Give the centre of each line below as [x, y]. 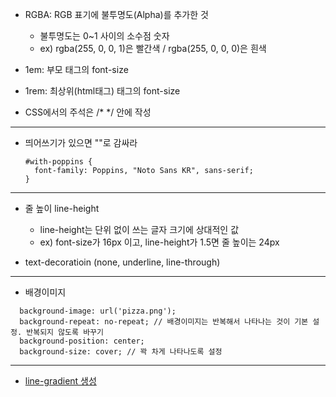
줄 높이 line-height [62, 208]
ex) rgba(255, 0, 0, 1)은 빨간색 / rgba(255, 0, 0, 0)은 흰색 [153, 48]
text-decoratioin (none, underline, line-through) [122, 262]
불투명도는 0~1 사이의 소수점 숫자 [104, 36]
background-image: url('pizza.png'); [98, 311]
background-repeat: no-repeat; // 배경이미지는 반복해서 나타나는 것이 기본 [164, 322]
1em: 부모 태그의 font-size [76, 69]
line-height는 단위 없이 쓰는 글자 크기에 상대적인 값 [139, 229]
